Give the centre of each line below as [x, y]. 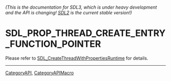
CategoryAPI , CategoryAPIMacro [39, 73]
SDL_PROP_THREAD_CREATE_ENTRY [85, 33]
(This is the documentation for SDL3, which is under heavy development [81, 7]
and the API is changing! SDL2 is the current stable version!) [69, 12]
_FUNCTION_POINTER [53, 44]
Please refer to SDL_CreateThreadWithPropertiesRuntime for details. [77, 58]
